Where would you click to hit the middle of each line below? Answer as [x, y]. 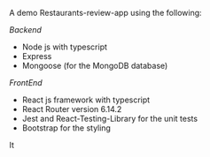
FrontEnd [26, 82]
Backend [26, 30]
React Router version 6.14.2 [72, 109]
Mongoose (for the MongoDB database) [95, 66]
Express [37, 56]
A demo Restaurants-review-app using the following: [105, 13]
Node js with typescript [65, 47]
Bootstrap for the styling [66, 128]
